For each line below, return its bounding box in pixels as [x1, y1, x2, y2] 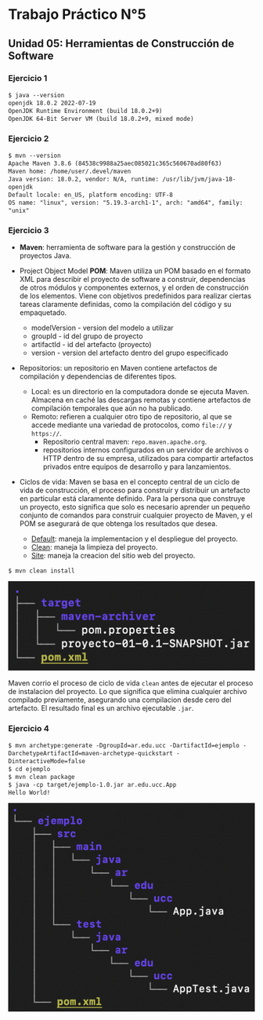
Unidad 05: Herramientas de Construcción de [8, 37, 235, 50]
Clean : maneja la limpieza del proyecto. [31, 543, 158, 552]
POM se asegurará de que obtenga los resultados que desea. [19, 519, 218, 528]
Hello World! [8, 788, 51, 796]
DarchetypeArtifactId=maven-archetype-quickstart [8, 749, 174, 757]
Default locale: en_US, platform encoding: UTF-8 [8, 191, 174, 199]
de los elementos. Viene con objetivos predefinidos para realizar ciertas [19, 291, 252, 301]
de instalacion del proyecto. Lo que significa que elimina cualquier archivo [8, 686, 247, 696]
